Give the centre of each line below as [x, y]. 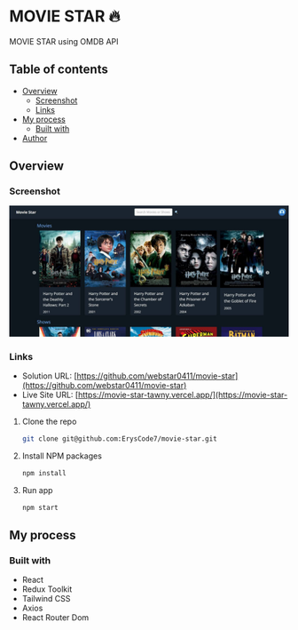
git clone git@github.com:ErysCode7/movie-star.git [119, 439]
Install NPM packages [62, 456]
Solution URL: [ [49, 376]
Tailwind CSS [46, 599]
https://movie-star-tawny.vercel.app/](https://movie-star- [183, 395]
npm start [40, 507]
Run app [37, 490]
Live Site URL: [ [50, 395]
